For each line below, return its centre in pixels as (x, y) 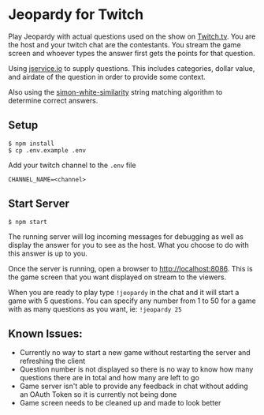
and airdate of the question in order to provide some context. (107, 77)
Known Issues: (45, 333)
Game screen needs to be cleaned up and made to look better (120, 403)
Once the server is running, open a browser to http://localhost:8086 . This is (131, 268)
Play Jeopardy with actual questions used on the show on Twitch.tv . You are (132, 36)
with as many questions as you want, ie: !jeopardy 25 (95, 308)
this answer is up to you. (48, 253)
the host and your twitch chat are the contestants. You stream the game (125, 44)
